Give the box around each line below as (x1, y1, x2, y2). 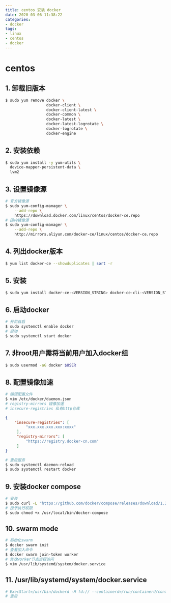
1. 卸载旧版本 (5, 84, 46, 93)
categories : (5, 17, 31, 22)
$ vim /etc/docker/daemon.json (5, 396, 72, 402)
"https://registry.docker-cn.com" (25, 439, 99, 444)
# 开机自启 (5, 319, 25, 325)
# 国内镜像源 (5, 217, 29, 223)
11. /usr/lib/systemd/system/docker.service (5, 576, 147, 584)
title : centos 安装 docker (5, 7, 61, 13)
